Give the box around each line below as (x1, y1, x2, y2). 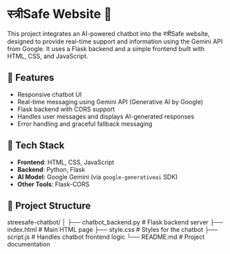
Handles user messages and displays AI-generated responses (17, 112, 195, 120)
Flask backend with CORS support (17, 105, 115, 113)
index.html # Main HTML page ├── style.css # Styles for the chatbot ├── (7, 226, 218, 234)
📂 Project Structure (7, 199, 91, 211)
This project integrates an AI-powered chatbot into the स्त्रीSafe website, (7, 29, 210, 37)
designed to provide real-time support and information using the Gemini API (7, 37, 223, 46)
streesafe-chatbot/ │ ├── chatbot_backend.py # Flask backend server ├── (7, 218, 223, 226)
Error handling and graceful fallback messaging (17, 119, 153, 128)
